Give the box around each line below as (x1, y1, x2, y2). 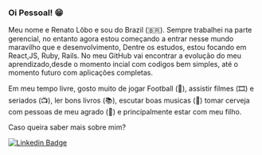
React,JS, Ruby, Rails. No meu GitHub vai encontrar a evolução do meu (8, 51, 241, 60)
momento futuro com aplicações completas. (8, 68, 154, 78)
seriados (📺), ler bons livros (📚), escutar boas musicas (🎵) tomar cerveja (8, 95, 250, 106)
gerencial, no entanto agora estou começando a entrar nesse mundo (8, 34, 234, 44)
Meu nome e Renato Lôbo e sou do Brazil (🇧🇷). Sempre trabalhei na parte (8, 25, 252, 35)
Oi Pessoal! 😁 (8, 7, 64, 18)
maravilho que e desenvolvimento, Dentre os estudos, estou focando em (8, 43, 247, 52)
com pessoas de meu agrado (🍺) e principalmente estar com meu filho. (8, 107, 242, 117)
